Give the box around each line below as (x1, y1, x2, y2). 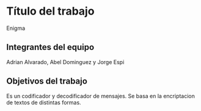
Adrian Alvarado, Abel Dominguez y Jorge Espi (6, 58, 125, 65)
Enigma (6, 24, 26, 32)
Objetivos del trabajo (6, 76, 87, 87)
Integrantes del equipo (6, 42, 95, 52)
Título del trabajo (6, 4, 95, 18)
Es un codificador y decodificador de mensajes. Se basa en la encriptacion (6, 92, 196, 99)
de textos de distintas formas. (6, 99, 81, 106)
